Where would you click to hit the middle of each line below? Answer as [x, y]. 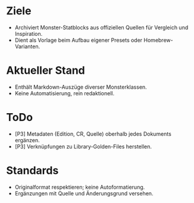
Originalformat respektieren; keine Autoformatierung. [80, 187]
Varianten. [27, 46]
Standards [32, 170]
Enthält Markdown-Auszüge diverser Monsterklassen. [81, 87]
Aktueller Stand [46, 71]
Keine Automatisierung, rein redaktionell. [65, 93]
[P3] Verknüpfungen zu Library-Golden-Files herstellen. [83, 146]
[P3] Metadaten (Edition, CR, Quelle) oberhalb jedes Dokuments [93, 134]
